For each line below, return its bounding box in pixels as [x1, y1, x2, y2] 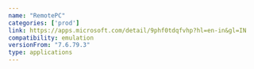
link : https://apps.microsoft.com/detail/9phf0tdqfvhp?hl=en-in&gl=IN [8, 26, 247, 34]
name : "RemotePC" [8, 11, 66, 20]
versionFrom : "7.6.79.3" [8, 41, 90, 49]
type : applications [8, 48, 73, 56]
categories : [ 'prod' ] [8, 19, 80, 27]
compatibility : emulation [8, 33, 94, 42]
